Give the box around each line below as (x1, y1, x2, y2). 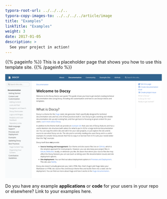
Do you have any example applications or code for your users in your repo (5, 183, 159, 189)
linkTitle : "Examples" (5, 24, 52, 29)
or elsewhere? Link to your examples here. (5, 189, 92, 195)
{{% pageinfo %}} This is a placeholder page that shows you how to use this (5, 59, 162, 65)
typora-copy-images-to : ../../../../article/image (5, 13, 112, 18)
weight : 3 (5, 29, 26, 34)
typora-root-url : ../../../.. (5, 8, 68, 13)
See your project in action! (9, 45, 70, 50)
